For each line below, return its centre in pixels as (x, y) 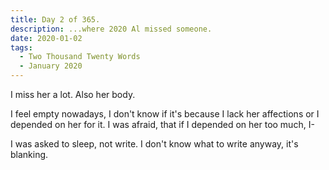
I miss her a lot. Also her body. (73, 94)
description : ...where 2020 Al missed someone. (111, 29)
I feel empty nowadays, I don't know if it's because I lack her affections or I (165, 114)
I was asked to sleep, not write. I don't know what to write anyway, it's (154, 144)
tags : (21, 47)
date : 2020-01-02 (46, 38)
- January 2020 (51, 66)
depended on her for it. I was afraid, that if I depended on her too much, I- (162, 124)
